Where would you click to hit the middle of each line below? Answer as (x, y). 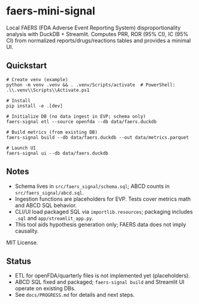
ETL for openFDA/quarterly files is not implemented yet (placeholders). (102, 276)
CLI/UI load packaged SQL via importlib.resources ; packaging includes (104, 211)
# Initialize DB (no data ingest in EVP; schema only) (76, 116)
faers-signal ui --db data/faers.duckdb (58, 153)
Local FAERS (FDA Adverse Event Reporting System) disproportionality (94, 28)
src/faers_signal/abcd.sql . (49, 192)
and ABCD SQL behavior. (46, 205)
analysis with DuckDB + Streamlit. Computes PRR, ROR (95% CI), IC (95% (97, 34)
